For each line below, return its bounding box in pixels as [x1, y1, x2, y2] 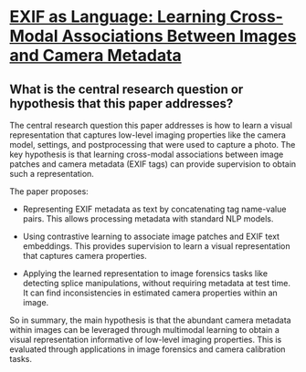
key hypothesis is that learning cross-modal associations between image [9, 149, 284, 160]
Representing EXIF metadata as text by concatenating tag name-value [22, 203, 287, 214]
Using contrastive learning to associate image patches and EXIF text [22, 231, 280, 242]
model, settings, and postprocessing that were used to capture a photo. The [9, 139, 296, 150]
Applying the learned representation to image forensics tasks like [22, 268, 268, 279]
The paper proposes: [9, 186, 89, 197]
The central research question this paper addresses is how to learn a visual [9, 120, 292, 130]
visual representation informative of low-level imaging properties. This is [9, 335, 282, 345]
